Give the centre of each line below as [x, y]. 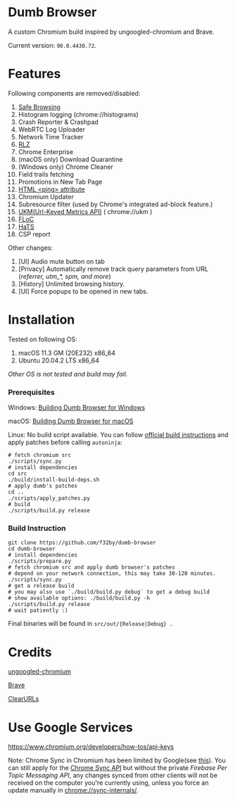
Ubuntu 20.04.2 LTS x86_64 [59, 360]
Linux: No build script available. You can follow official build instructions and [118, 435]
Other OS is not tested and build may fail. [68, 374]
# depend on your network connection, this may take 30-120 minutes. [112, 574]
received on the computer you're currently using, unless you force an [108, 783]
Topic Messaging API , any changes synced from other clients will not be [113, 776]
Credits [30, 652]
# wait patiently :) [38, 611]
